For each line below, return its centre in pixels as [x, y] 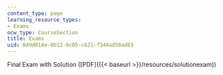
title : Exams [26, 39]
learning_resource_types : [44, 20]
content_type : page [35, 13]
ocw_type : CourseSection [43, 32]
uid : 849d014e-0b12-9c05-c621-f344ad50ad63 [71, 45]
